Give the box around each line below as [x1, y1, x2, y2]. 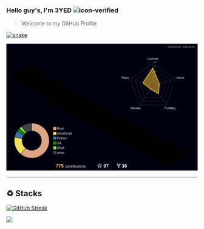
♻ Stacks [6, 188, 42, 199]
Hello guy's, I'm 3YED [6, 6, 72, 15]
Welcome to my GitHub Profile [21, 20, 97, 27]
